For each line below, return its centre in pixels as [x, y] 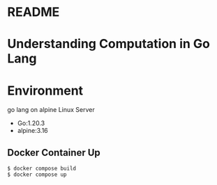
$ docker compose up [37, 175]
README [33, 12]
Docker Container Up [54, 153]
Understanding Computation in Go [109, 44]
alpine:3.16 [33, 131]
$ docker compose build [42, 169]
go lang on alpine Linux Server [51, 110]
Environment [45, 90]
